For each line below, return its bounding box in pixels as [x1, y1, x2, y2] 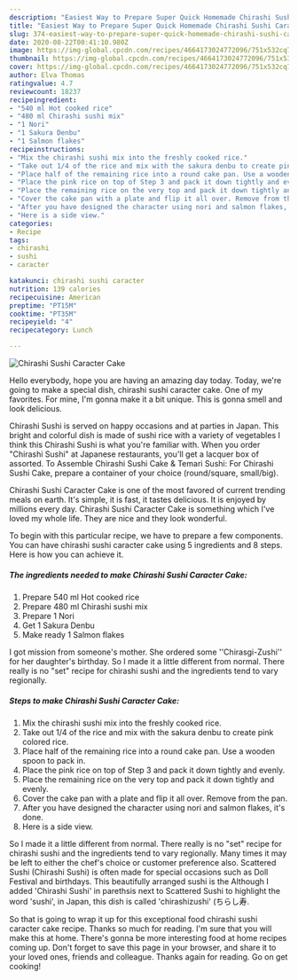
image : [9, 46, 34, 55]
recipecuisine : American [9, 293, 101, 302]
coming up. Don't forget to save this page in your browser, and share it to [9, 942, 277, 953]
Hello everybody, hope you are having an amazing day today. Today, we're [9, 375, 282, 386]
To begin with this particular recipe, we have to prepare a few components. [9, 530, 284, 541]
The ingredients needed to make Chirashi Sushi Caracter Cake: [9, 569, 247, 580]
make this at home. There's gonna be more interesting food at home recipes [9, 932, 287, 943]
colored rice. [21, 736, 69, 747]
